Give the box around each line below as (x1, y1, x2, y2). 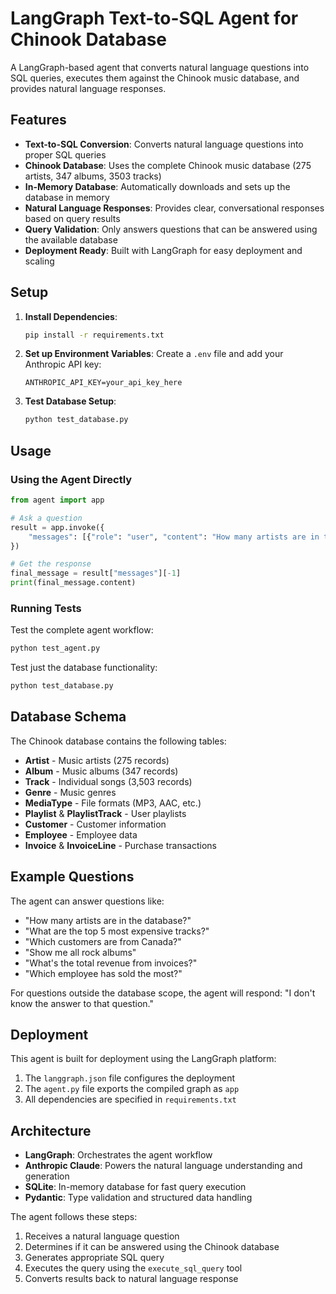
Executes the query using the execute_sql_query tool (24, 1262, 243, 1274)
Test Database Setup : (24, 395, 117, 407)
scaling (24, 255, 55, 267)
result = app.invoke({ (10, 522, 105, 532)
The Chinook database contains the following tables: (10, 735, 227, 747)
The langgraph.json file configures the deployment (24, 1072, 236, 1084)
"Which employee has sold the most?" (24, 967, 183, 979)
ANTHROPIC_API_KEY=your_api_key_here (24, 378, 183, 388)
